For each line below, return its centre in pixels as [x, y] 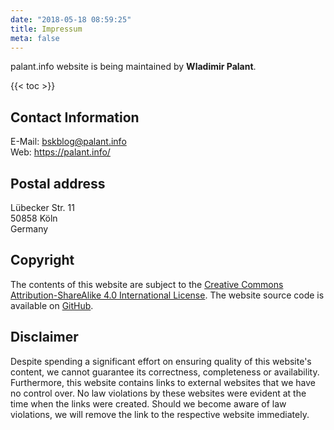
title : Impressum [46, 29]
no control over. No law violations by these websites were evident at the [158, 393]
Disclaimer [44, 337]
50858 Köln [34, 218]
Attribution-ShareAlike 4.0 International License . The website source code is [167, 295]
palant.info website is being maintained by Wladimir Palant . [133, 67]
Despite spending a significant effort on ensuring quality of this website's [161, 361]
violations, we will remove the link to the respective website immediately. [160, 414]
